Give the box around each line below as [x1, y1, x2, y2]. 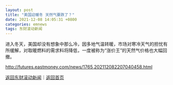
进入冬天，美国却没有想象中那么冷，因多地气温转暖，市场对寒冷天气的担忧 [5, 41, 163, 47]
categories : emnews [5, 21, 47, 27]
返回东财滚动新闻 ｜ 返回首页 [5, 74, 64, 80]
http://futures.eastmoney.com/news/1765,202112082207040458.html [5, 64, 153, 70]
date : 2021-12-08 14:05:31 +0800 [5, 17, 77, 22]
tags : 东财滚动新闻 [5, 26, 43, 32]
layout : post [5, 7, 33, 13]
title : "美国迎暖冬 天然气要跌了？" [5, 12, 75, 17]
